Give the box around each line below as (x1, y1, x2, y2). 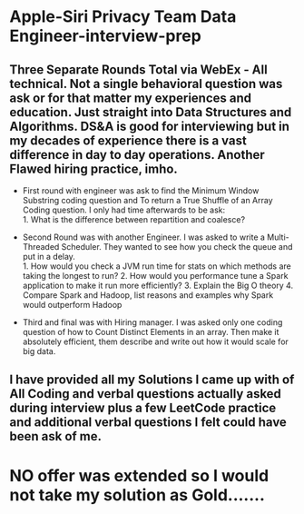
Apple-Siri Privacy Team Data (9, 6, 237, 27)
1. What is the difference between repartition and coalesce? (22, 214, 246, 224)
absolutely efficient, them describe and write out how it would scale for (22, 336, 289, 347)
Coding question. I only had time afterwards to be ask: (22, 204, 226, 215)
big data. (22, 346, 56, 356)
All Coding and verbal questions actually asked (9, 386, 281, 401)
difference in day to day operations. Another (9, 147, 265, 163)
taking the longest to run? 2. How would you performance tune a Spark (22, 271, 289, 281)
